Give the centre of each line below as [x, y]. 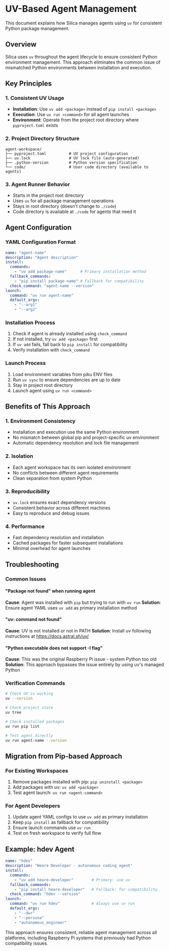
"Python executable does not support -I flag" [54, 648]
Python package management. [37, 28]
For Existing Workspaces [37, 771]
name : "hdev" [19, 861]
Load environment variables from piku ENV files [62, 374]
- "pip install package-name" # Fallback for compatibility [79, 281]
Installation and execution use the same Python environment [76, 432]
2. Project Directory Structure [42, 139]
